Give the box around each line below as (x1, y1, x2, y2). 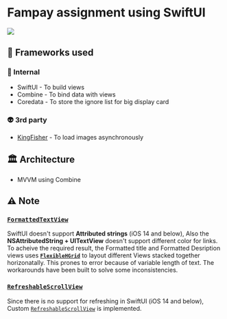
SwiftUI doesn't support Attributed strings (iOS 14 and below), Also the (7, 229, 209, 238)
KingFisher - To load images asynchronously (16, 133, 144, 141)
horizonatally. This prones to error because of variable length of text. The (7, 259, 215, 267)
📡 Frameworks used (7, 47, 94, 59)
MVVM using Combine (16, 175, 81, 183)
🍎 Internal (7, 67, 40, 77)
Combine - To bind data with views (16, 90, 116, 99)
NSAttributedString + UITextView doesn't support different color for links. (7, 237, 218, 245)
